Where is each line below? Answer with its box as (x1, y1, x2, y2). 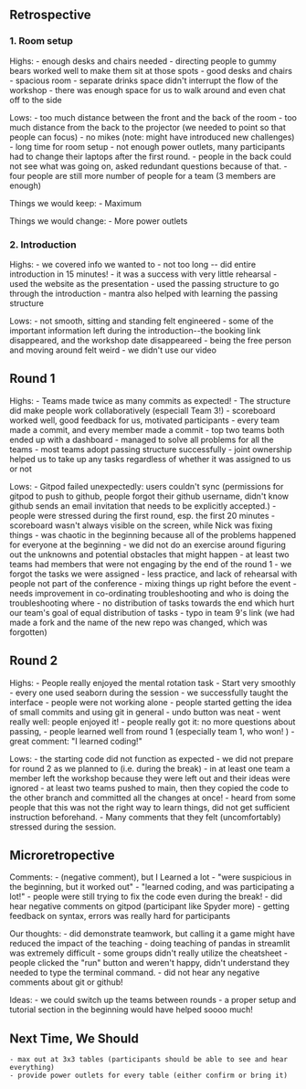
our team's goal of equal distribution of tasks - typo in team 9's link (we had (9, 607, 295, 618)
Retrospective (9, 7, 91, 23)
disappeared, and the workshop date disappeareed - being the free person (9, 334, 292, 345)
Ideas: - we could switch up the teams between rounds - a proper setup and (9, 995, 297, 1006)
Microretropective (9, 848, 115, 862)
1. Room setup (9, 35, 73, 48)
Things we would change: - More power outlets (9, 215, 188, 227)
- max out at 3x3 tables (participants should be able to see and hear (9, 1055, 288, 1064)
